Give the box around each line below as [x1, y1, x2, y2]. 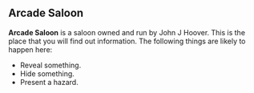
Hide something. [19, 68, 75, 79]
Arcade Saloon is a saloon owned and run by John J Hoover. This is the [8, 27, 246, 37]
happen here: [8, 44, 53, 55]
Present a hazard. [19, 77, 79, 87]
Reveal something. [19, 60, 82, 70]
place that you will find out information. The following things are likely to [8, 36, 246, 46]
